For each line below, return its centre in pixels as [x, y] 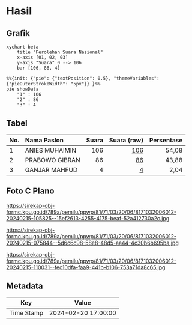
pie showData [22, 89]
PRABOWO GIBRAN [52, 160]
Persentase [166, 140]
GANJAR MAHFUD [51, 169]
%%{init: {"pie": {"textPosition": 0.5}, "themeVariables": [83, 79]
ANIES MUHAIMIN [51, 150]
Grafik [18, 33]
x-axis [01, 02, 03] [43, 58]
